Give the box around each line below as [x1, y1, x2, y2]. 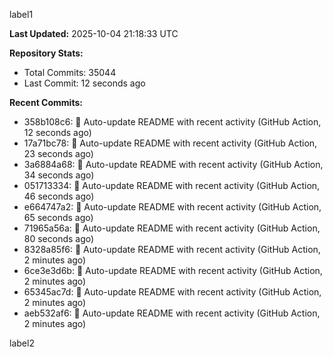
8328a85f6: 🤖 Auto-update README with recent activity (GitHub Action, [23, 244, 321, 255]
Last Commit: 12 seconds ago [23, 77, 146, 89]
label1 [9, 9, 34, 20]
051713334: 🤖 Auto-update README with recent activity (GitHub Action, [23, 180, 321, 191]
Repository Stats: [9, 47, 84, 59]
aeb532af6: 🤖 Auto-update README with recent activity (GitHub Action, [23, 307, 321, 319]
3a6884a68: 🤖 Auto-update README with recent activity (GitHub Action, [23, 159, 324, 170]
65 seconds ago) [23, 212, 94, 223]
